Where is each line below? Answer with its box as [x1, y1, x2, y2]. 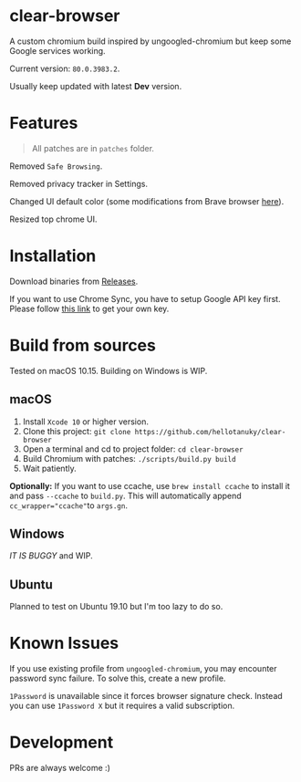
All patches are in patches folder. [31, 142, 155, 153]
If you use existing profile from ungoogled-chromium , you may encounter [9, 663, 277, 674]
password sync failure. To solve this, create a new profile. [9, 673, 226, 684]
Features [9, 113, 78, 133]
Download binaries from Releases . [9, 276, 139, 287]
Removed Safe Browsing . [9, 161, 103, 172]
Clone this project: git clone [22, 425, 131, 436]
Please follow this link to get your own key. [9, 303, 170, 314]
